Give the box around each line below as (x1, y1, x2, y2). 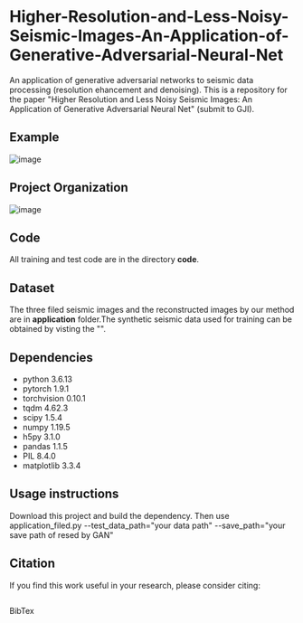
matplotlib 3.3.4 (22, 460, 81, 471)
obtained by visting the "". (9, 324, 107, 335)
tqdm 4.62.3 (22, 402, 69, 413)
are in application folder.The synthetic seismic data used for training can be (9, 314, 292, 325)
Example (9, 129, 60, 146)
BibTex (9, 605, 34, 616)
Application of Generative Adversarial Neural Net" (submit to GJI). (9, 103, 255, 114)
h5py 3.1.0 (22, 431, 61, 442)
